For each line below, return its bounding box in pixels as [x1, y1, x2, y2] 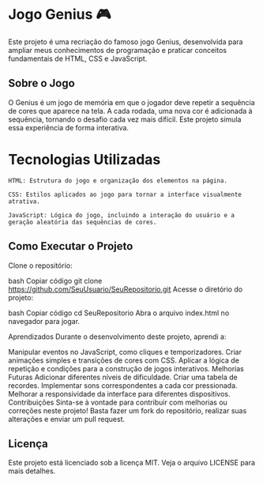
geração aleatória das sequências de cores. [8, 218, 157, 226]
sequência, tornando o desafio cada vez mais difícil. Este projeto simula [8, 115, 242, 124]
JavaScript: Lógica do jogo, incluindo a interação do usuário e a [8, 211, 235, 219]
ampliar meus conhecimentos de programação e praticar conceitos [8, 45, 227, 55]
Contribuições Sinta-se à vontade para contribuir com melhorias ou [8, 397, 227, 407]
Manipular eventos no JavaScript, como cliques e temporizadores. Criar [8, 347, 242, 356]
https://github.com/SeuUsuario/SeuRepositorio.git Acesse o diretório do [8, 284, 243, 294]
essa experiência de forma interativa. [8, 122, 129, 132]
